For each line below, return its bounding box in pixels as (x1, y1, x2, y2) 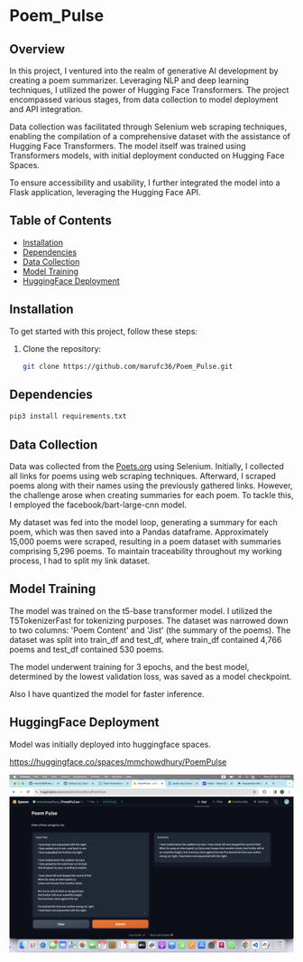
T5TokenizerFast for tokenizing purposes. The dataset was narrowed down (9, 615, 289, 626)
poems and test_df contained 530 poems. (9, 644, 165, 655)
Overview (9, 42, 66, 57)
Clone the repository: (22, 343, 102, 354)
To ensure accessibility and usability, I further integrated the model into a (9, 177, 281, 188)
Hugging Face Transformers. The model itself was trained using (9, 141, 246, 151)
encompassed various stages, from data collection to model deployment (9, 94, 279, 105)
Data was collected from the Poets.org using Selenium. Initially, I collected (9, 461, 284, 471)
